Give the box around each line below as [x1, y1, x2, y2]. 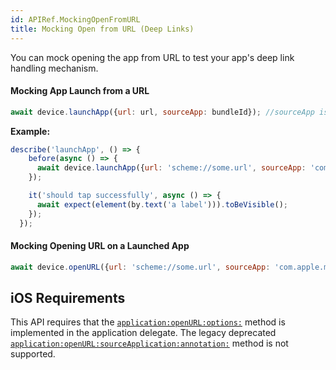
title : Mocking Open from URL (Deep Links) [10, 24, 195, 34]
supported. [10, 348, 56, 360]
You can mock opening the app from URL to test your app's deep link [10, 51, 295, 63]
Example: [10, 125, 51, 137]
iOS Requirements [10, 290, 126, 307]
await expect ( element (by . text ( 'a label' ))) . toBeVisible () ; [36, 199, 288, 210]
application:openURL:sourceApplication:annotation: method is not [10, 337, 289, 350]
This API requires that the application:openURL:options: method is [10, 316, 286, 328]
